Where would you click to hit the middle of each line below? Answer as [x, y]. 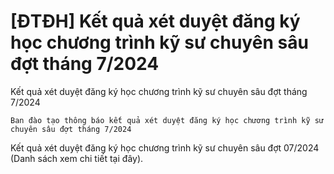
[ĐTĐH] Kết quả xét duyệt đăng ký [155, 21]
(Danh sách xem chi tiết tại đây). [77, 158]
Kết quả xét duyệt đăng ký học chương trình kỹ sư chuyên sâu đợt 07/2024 [165, 147]
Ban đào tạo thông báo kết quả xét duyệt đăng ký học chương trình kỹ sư [167, 120]
